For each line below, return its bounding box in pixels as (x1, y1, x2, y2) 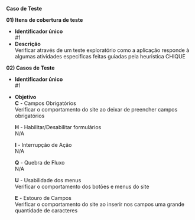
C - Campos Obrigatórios (14, 100, 77, 107)
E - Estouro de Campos (14, 195, 72, 201)
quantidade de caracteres (14, 207, 78, 214)
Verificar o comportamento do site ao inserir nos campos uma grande (14, 201, 185, 208)
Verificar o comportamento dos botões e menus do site (14, 183, 149, 190)
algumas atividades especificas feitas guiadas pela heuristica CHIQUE (14, 53, 186, 60)
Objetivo (14, 94, 37, 100)
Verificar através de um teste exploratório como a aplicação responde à (14, 47, 190, 54)
